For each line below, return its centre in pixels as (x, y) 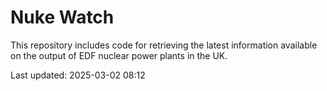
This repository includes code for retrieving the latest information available (164, 45)
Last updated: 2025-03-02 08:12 (78, 75)
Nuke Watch (62, 17)
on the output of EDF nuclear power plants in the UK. (119, 55)
